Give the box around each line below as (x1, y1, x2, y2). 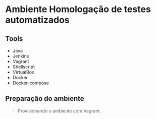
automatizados (5, 14, 70, 26)
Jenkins (12, 53, 29, 59)
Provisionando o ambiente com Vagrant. (17, 107, 101, 114)
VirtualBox (12, 69, 34, 75)
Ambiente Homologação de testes (5, 4, 151, 15)
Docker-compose (12, 80, 49, 86)
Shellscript (12, 64, 35, 70)
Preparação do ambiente (5, 94, 84, 103)
